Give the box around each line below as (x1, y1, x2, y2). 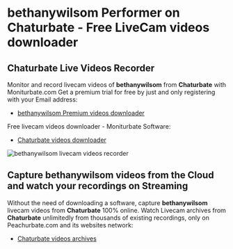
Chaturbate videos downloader (17, 136, 106, 144)
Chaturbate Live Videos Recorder (7, 62, 155, 74)
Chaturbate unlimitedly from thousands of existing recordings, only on (7, 214, 210, 222)
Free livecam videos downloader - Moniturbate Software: (7, 122, 171, 130)
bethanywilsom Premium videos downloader (17, 109, 145, 117)
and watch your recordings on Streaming (7, 180, 188, 192)
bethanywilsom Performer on (7, 5, 180, 21)
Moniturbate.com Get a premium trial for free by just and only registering (7, 88, 216, 96)
